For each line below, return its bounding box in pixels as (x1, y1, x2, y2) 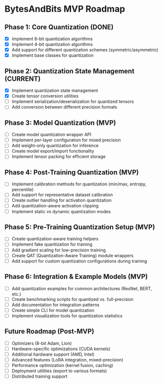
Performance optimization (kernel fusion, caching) (11, 362, 114, 368)
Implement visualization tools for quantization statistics (11, 313, 123, 318)
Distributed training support (11, 373, 68, 379)
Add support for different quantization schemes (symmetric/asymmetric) (11, 47, 159, 53)
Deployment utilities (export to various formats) (11, 368, 107, 374)
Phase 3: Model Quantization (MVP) (4, 118, 116, 127)
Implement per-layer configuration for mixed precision (11, 137, 121, 143)
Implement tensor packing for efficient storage (11, 154, 106, 159)
